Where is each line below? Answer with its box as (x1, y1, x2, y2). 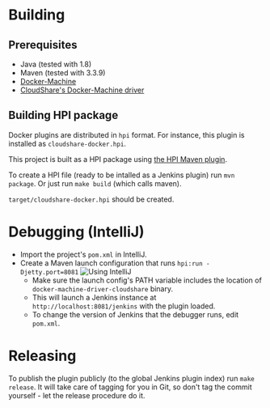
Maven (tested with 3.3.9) (19, 68, 106, 78)
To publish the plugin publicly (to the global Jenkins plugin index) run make (8, 373, 255, 383)
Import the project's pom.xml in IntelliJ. (19, 249, 147, 259)
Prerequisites (8, 38, 78, 52)
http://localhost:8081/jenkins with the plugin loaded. (32, 301, 216, 311)
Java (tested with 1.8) (19, 59, 92, 69)
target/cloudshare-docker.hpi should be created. (8, 194, 175, 204)
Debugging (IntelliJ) (8, 223, 145, 240)
